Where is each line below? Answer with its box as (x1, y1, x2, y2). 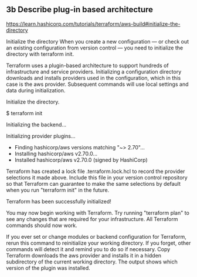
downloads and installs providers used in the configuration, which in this (6, 74, 181, 81)
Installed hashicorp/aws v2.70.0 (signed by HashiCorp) (14, 156, 148, 163)
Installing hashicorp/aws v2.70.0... (14, 150, 98, 157)
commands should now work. (6, 222, 77, 229)
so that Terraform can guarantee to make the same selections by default (6, 180, 181, 187)
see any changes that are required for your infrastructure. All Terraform (6, 215, 178, 222)
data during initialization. (6, 86, 66, 94)
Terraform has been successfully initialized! (6, 198, 111, 205)
